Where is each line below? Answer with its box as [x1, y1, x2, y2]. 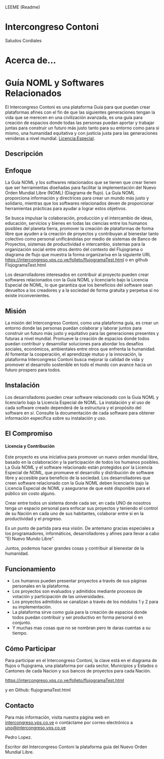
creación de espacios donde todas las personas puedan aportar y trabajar [5, 120, 155, 126]
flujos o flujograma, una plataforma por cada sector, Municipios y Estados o [5, 663, 158, 668]
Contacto [5, 701, 34, 710]
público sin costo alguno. [5, 490, 56, 496]
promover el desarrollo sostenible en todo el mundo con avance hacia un [5, 362, 152, 368]
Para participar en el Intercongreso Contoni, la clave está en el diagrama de [5, 658, 158, 664]
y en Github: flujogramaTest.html [5, 687, 71, 693]
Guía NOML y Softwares [5, 77, 104, 89]
